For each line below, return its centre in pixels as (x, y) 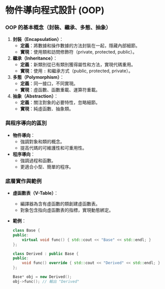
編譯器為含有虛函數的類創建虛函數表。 (60, 204)
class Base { (26, 230)
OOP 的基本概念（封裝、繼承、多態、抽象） (58, 27)
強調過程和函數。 (38, 160)
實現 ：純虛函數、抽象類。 (47, 109)
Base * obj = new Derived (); (42, 277)
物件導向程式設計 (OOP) (55, 10)
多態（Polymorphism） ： (38, 77)
